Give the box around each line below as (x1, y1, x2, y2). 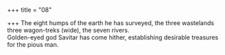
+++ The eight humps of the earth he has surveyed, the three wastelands (7, 19, 215, 26)
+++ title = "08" (7, 6, 52, 14)
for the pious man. (7, 41, 59, 48)
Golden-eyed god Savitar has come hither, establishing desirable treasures (7, 33, 219, 41)
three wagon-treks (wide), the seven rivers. (7, 26, 130, 34)
